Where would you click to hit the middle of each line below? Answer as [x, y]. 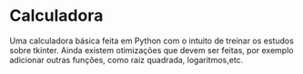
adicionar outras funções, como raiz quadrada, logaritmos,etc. [126, 60]
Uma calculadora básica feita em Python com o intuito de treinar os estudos [151, 41]
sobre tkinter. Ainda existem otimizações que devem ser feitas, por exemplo [151, 50]
